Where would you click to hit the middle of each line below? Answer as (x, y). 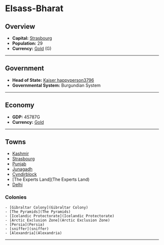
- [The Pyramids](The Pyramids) (38, 212)
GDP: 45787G (26, 117)
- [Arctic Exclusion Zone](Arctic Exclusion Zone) (58, 220)
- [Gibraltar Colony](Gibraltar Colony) (47, 207)
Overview (20, 27)
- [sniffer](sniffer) (27, 229)
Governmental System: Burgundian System (56, 85)
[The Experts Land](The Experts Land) (51, 179)
